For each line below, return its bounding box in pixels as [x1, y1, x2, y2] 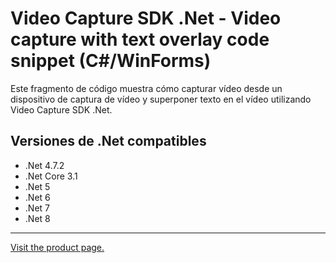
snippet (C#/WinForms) [10, 50, 212, 72]
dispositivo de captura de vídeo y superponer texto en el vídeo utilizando [10, 93, 312, 105]
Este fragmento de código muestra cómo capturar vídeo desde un [10, 82, 283, 94]
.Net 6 [24, 191, 51, 203]
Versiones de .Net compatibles [10, 133, 207, 150]
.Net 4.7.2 [24, 159, 65, 171]
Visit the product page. [10, 241, 105, 253]
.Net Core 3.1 [24, 170, 78, 182]
